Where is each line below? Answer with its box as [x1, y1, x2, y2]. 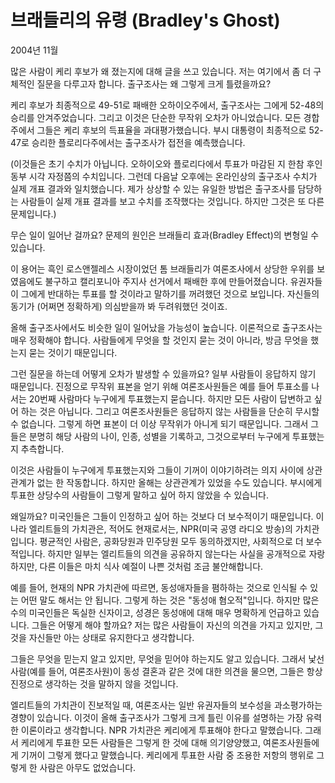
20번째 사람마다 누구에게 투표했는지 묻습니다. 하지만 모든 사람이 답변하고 [28, 392, 312, 405]
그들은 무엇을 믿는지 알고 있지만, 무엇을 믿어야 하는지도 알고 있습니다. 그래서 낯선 [10, 652, 325, 665]
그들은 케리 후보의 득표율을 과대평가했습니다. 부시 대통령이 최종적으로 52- [36, 124, 324, 136]
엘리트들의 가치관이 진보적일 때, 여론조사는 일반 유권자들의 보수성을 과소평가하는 [10, 699, 323, 711]
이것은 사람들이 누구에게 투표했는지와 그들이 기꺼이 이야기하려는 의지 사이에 [10, 464, 305, 476]
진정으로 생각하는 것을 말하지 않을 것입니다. [10, 677, 179, 690]
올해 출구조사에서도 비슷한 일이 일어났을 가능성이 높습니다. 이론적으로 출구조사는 [10, 321, 323, 333]
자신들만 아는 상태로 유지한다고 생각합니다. [28, 631, 195, 643]
